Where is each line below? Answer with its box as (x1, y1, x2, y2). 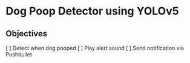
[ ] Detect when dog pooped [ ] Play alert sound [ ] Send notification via (5, 44, 184, 51)
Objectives (5, 28, 48, 39)
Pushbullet (5, 51, 33, 58)
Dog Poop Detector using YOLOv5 (5, 4, 179, 18)
